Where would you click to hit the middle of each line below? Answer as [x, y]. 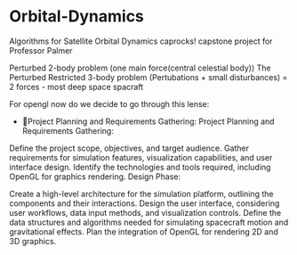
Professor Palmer [41, 50]
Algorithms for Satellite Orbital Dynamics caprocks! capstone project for [141, 41]
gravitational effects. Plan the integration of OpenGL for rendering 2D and [144, 231]
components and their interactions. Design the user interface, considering [144, 203]
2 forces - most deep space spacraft [76, 86]
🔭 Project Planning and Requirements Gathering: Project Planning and [148, 121]
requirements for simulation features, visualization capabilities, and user [141, 157]
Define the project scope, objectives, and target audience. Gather [129, 148]
